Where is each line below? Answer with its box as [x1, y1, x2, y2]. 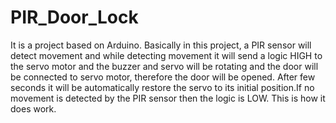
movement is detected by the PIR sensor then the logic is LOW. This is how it [10, 92, 326, 104]
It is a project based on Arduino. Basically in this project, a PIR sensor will [10, 39, 312, 51]
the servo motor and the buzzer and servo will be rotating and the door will [10, 60, 319, 72]
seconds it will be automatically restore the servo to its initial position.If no [10, 81, 315, 93]
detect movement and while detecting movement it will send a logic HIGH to [10, 49, 323, 61]
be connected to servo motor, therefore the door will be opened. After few [10, 71, 316, 83]
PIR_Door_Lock [10, 6, 139, 29]
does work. [10, 102, 57, 115]
